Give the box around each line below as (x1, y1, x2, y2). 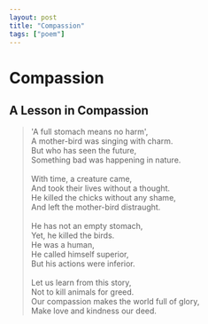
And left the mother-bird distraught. (30, 202, 161, 213)
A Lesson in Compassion (9, 103, 149, 118)
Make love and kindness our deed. (30, 305, 158, 316)
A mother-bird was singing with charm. (30, 136, 173, 146)
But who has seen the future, (30, 146, 137, 156)
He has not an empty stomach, (30, 221, 143, 232)
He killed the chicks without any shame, (30, 193, 177, 203)
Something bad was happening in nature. (30, 154, 181, 165)
